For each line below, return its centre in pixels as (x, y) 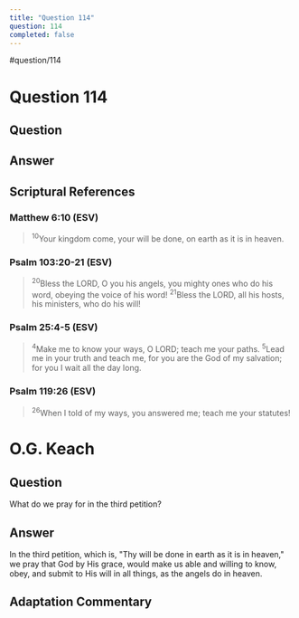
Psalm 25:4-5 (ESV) (54, 328)
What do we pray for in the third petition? (86, 504)
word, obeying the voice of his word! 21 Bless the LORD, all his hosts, (158, 293)
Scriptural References (72, 191)
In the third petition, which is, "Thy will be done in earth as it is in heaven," (147, 555)
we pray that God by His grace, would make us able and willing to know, (143, 564)
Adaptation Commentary (80, 602)
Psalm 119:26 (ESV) (53, 392)
